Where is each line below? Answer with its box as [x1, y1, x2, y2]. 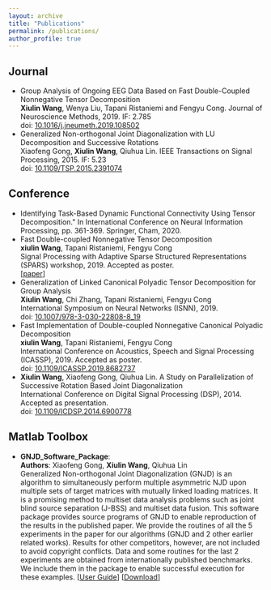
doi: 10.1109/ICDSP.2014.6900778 [19, 406, 132, 416]
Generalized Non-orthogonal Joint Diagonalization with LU [19, 129, 216, 139]
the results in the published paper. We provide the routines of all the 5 [19, 520, 253, 530]
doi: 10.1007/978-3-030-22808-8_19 [19, 311, 142, 321]
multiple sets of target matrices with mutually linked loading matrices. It [19, 485, 259, 495]
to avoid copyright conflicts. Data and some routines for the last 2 [19, 546, 239, 556]
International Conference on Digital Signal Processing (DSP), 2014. [19, 389, 242, 399]
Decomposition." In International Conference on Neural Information [19, 216, 243, 227]
